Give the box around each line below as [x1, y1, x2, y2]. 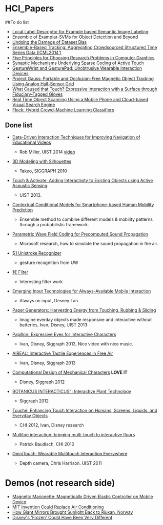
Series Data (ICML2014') [12, 50, 62, 55]
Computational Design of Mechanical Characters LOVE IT [12, 369, 128, 375]
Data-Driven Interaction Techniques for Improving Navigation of [12, 134, 141, 140]
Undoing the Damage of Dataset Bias [12, 39, 87, 45]
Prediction [12, 207, 33, 212]
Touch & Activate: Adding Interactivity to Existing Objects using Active [12, 177, 153, 183]
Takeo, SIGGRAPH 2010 [19, 168, 67, 174]
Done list [5, 121, 33, 130]
